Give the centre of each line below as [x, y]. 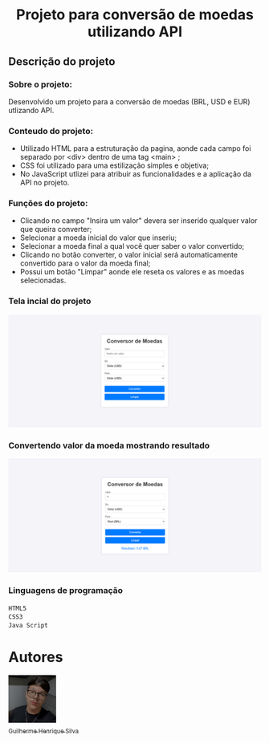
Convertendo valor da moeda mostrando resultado [109, 445]
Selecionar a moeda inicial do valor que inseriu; [98, 238]
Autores [36, 658]
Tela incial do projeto [50, 301]
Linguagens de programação [65, 590]
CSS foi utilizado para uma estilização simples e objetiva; [114, 165]
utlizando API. [31, 110]
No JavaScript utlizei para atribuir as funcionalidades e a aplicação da [135, 174]
